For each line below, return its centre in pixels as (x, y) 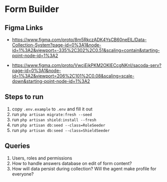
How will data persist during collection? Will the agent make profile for (84, 168)
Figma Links (24, 28)
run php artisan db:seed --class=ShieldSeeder (61, 130)
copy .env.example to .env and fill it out (52, 109)
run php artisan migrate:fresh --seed (52, 114)
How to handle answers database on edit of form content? (72, 163)
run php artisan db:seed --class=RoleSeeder (58, 125)
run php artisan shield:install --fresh (54, 119)
